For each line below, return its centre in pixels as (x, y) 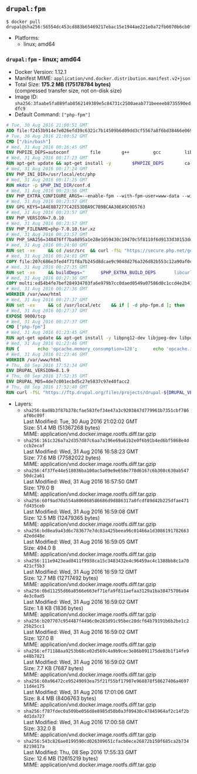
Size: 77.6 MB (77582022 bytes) (62, 458)
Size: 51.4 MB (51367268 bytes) (62, 427)
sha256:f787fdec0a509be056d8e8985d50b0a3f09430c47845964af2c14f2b (106, 711)
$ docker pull (23, 22)
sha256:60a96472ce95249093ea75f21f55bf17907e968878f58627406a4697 (106, 681)
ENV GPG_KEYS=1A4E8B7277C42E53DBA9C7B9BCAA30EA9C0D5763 (76, 207)
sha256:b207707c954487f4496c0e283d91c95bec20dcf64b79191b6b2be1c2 (106, 621)
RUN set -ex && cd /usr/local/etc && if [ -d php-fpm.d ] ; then (96, 305)
